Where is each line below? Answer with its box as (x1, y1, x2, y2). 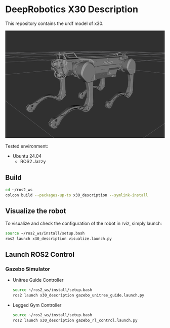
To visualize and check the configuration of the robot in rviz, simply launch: (5, 220, 162, 226)
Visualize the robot (5, 207, 66, 216)
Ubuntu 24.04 (12, 153, 42, 159)
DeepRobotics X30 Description (5, 4, 138, 15)
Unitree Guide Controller (12, 277, 64, 283)
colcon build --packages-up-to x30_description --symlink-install (5, 193, 148, 198)
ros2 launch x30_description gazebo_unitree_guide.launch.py (12, 293, 145, 298)
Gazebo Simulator (5, 265, 51, 273)
